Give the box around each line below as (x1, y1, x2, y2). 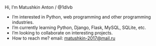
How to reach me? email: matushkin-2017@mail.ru (11, 35, 115, 41)
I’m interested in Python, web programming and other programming (11, 14, 151, 19)
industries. (11, 19, 34, 25)
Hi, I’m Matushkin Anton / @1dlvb (4, 4, 73, 10)
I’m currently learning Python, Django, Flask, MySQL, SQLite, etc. (11, 24, 146, 30)
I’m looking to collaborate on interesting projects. (11, 30, 113, 35)
